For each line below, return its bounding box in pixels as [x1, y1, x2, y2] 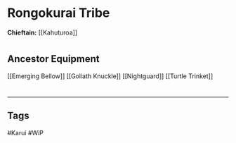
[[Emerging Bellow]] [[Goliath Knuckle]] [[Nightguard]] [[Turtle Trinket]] [7, 72, 214, 80]
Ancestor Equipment [7, 53, 100, 65]
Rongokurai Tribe [7, 5, 110, 21]
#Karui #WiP [7, 128, 44, 137]
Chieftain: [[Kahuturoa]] [7, 28, 78, 37]
